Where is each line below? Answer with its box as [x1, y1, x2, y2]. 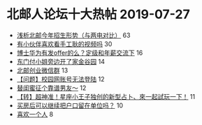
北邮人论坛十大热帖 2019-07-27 [6, 6, 190, 22]
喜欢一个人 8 [16, 110, 54, 118]
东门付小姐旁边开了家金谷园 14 [16, 57, 106, 65]
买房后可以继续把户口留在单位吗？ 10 [16, 101, 124, 110]
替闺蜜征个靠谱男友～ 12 [16, 84, 87, 92]
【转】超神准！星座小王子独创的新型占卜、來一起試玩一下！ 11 [16, 92, 196, 100]
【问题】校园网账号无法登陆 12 [16, 74, 105, 83]
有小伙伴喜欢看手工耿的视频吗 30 [16, 39, 113, 48]
